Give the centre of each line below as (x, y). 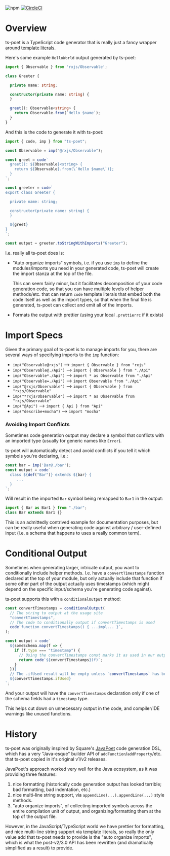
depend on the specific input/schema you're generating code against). (79, 589)
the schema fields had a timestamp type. (47, 698)
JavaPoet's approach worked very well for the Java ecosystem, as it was (81, 769)
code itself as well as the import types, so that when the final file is (82, 299)
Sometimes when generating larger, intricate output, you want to (72, 567)
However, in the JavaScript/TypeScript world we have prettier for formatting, (85, 826)
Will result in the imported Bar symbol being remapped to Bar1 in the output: (84, 499)
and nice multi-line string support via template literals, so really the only (80, 832)
